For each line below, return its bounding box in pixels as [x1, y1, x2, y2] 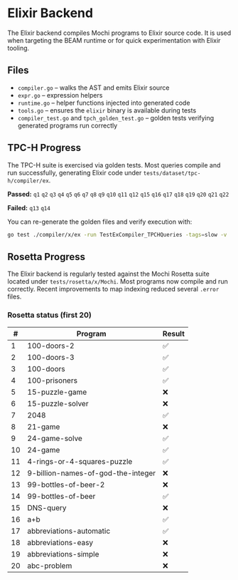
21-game [27, 422, 60, 432]
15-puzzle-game [27, 387, 87, 397]
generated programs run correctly [17, 121, 118, 130]
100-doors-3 [27, 352, 75, 362]
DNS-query [27, 502, 67, 512]
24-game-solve [27, 433, 83, 443]
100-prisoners [27, 376, 78, 385]
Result [162, 328, 185, 338]
